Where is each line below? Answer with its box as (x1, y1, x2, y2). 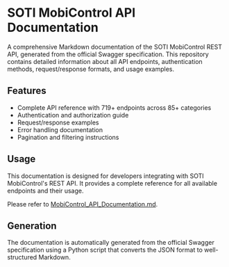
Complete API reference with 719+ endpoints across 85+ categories (17, 103, 212, 112)
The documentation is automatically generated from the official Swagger (7, 238, 215, 247)
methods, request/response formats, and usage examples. (7, 65, 175, 73)
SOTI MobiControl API (7, 5, 136, 21)
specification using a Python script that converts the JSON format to (7, 245, 203, 254)
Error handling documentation (17, 125, 103, 133)
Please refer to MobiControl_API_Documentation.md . (7, 200, 158, 208)
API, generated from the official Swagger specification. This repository (7, 50, 210, 58)
